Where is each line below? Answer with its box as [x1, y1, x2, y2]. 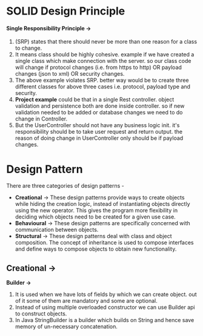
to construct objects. [15, 310, 67, 317]
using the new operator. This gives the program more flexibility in [15, 207, 178, 214]
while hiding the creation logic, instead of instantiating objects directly [15, 200, 190, 208]
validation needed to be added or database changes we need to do [15, 109, 183, 116]
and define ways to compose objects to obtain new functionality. [15, 245, 177, 252]
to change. [15, 44, 42, 52]
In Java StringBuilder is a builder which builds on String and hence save [15, 317, 195, 324]
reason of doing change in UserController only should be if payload [15, 134, 184, 142]
